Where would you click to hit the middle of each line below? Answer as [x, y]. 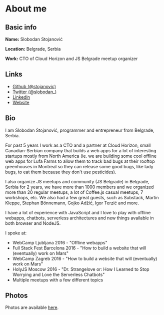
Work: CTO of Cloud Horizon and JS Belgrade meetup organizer [71, 59]
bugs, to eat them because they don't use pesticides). [61, 172]
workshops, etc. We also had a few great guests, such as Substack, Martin [82, 197]
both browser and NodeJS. [33, 223]
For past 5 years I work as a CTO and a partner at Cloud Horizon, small [78, 145]
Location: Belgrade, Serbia [33, 49]
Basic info [21, 27]
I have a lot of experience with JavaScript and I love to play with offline [78, 212]
